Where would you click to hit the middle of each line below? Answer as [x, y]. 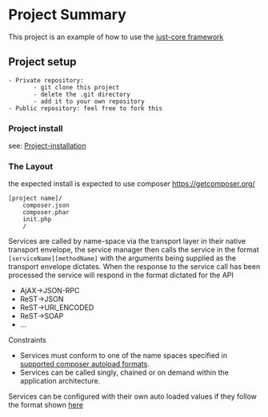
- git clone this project [76, 87]
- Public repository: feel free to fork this [85, 108]
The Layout [31, 166]
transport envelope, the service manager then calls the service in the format [134, 250]
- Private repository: [46, 80]
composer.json [46, 205]
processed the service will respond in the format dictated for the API [121, 275]
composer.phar [46, 212]
